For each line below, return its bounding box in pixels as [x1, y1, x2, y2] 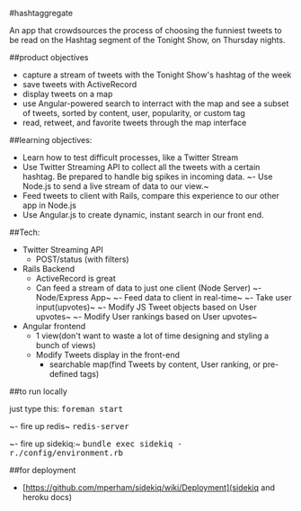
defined [49, 369, 78, 379]
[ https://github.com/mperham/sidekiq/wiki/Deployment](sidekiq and [22, 482, 276, 493]
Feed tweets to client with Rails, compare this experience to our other [22, 191, 280, 201]
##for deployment [9, 465, 76, 475]
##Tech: [9, 227, 40, 238]
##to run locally [9, 386, 67, 397]
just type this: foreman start [9, 404, 124, 414]
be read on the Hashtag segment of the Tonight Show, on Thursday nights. [9, 35, 286, 45]
